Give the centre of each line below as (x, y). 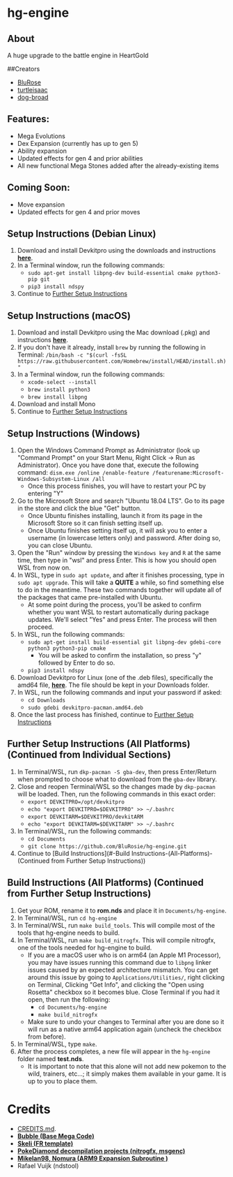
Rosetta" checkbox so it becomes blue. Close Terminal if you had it (124, 992)
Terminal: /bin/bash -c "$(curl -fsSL (72, 355)
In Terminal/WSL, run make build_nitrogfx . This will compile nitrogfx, (116, 940)
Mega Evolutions (41, 136)
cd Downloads (47, 701)
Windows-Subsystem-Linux (53, 480)
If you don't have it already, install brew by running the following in (112, 348)
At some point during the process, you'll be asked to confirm (114, 605)
